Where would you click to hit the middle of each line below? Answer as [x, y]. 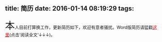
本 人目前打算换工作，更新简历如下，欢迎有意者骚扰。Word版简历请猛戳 [79, 25]
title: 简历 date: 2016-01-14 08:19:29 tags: [70, 9]
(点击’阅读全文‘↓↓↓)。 [32, 34]
